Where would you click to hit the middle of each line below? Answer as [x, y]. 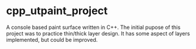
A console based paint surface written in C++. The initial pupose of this [94, 27]
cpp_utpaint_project [57, 11]
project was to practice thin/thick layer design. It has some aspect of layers [98, 33]
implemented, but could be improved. [52, 40]
